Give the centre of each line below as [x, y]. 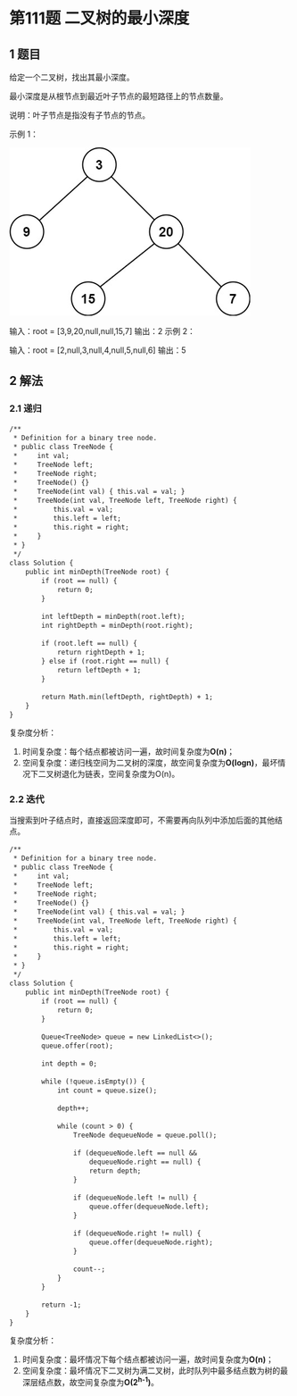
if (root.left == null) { [90, 643]
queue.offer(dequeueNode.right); [151, 1242]
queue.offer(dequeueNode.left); [149, 1207]
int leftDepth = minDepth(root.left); [113, 616]
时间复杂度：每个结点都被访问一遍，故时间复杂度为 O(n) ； [128, 751]
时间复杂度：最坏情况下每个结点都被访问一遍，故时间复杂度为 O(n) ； [148, 1359]
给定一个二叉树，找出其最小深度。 [72, 77]
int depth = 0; [70, 1064]
